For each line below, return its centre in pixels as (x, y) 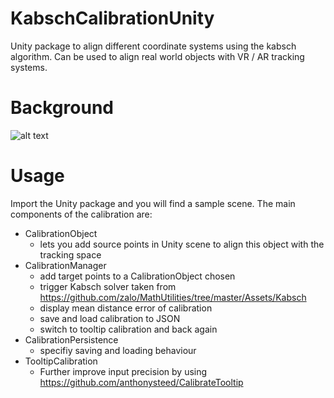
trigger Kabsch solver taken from (108, 286)
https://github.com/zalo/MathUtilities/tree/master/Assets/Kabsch (173, 297)
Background (62, 108)
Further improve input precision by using (123, 371)
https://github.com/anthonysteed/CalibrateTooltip (141, 382)
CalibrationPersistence (71, 339)
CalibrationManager (65, 265)
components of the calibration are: (81, 214)
